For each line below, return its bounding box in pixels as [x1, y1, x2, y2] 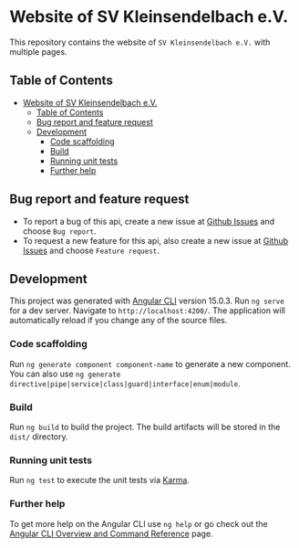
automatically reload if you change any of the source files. [9, 315, 228, 326]
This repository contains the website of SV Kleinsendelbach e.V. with [9, 37, 271, 47]
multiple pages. [9, 46, 67, 57]
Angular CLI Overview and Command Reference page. [9, 528, 213, 539]
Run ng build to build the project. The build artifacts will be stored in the [9, 421, 281, 432]
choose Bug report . [22, 226, 97, 237]
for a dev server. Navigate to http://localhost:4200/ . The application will [9, 305, 285, 316]
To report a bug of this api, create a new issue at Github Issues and [22, 216, 275, 227]
